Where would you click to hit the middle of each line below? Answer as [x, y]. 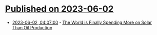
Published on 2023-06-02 [59, 9]
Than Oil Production [32, 27]
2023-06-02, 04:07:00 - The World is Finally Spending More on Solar [82, 22]
